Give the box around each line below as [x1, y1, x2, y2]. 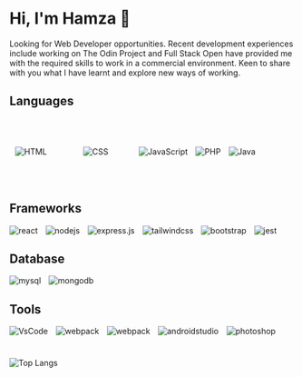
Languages [9, 94, 74, 109]
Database [9, 251, 65, 266]
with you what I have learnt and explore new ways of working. [9, 67, 241, 78]
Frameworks [9, 201, 83, 216]
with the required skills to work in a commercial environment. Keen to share [9, 57, 291, 68]
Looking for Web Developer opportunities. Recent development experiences [9, 38, 294, 49]
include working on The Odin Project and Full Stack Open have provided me [9, 47, 293, 58]
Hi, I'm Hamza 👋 [9, 8, 132, 29]
